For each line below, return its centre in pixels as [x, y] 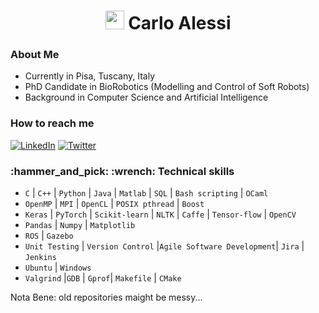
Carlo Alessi [180, 23]
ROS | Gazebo [49, 236]
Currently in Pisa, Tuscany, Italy [90, 76]
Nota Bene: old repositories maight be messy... [106, 297]
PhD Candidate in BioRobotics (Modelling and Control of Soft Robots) [167, 87]
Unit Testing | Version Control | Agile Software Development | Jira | [164, 246]
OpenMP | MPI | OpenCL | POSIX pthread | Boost [114, 204]
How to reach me [52, 123]
